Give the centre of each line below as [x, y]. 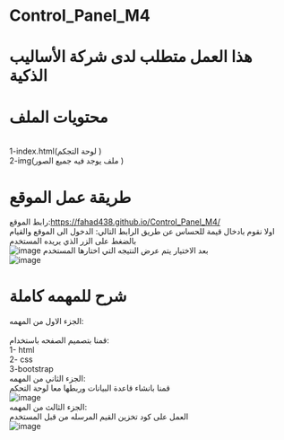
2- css [21, 359]
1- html [22, 350]
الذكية [28, 76]
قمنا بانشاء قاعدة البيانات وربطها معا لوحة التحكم [90, 388]
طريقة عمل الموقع [70, 197]
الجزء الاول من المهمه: [47, 321]
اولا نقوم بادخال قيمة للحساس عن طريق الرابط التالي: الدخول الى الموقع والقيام [142, 232]
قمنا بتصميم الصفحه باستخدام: [60, 340]
